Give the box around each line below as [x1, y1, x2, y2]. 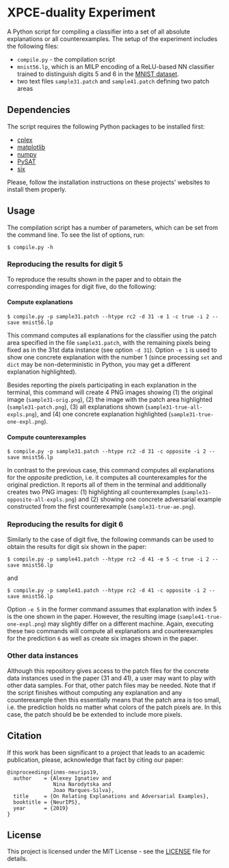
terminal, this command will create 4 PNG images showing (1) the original [7, 388, 213, 396]
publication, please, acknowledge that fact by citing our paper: [7, 755, 184, 764]
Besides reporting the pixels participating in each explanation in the [7, 381, 197, 390]
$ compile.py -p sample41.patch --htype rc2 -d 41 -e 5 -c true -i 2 [7, 556, 210, 563]
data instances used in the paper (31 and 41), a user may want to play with [7, 674, 216, 682]
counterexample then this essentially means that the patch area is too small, [7, 695, 221, 704]
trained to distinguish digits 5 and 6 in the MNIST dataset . [16, 70, 179, 78]
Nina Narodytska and [53, 780, 111, 788]
